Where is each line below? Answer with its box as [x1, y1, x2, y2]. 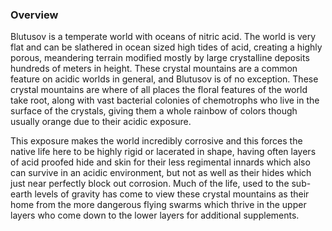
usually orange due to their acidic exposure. [10, 116, 192, 128]
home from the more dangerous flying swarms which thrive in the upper [10, 199, 307, 211]
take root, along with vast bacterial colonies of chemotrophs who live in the [10, 94, 320, 107]
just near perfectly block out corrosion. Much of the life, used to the [10, 178, 290, 190]
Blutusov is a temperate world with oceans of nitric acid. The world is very [10, 31, 317, 43]
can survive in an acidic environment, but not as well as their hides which [10, 167, 312, 179]
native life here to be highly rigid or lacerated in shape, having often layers [10, 146, 317, 158]
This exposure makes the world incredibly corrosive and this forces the [10, 135, 303, 147]
